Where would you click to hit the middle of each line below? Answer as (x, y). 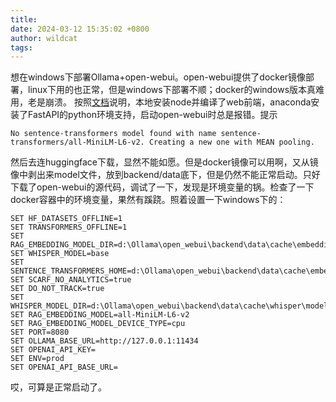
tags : (21, 47)
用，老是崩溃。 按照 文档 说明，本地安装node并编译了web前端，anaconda (161, 102)
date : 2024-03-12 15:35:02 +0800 (80, 29)
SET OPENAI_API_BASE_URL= (64, 367)
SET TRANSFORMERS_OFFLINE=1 (69, 227)
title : (24, 19)
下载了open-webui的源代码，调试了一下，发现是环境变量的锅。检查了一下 (162, 187)
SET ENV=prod (37, 359)
